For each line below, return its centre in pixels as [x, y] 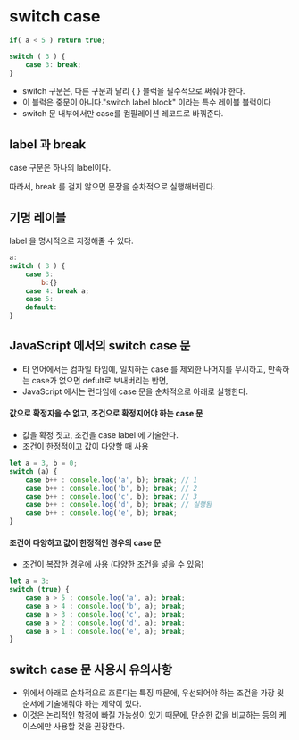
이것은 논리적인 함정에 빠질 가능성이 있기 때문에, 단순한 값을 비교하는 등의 [149, 715]
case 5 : [39, 299]
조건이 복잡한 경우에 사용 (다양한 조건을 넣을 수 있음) [113, 564]
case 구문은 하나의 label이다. [60, 168]
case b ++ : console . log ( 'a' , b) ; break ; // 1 [112, 480]
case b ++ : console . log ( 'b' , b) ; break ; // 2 [112, 488]
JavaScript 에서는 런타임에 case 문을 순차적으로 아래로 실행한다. [135, 391]
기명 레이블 [38, 218]
